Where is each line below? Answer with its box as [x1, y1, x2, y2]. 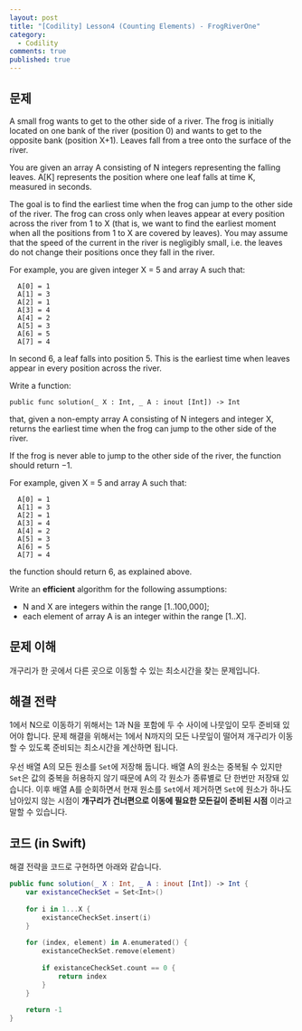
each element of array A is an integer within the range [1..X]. [22, 610, 247, 621]
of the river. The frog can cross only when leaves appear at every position [9, 208, 285, 219]
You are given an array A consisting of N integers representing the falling [9, 162, 281, 173]
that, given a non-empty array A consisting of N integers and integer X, [9, 413, 274, 424]
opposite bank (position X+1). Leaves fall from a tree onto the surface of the [9, 135, 292, 146]
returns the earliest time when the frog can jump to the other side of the [9, 422, 278, 434]
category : [9, 30, 47, 39]
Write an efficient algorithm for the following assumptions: [9, 583, 228, 594]
